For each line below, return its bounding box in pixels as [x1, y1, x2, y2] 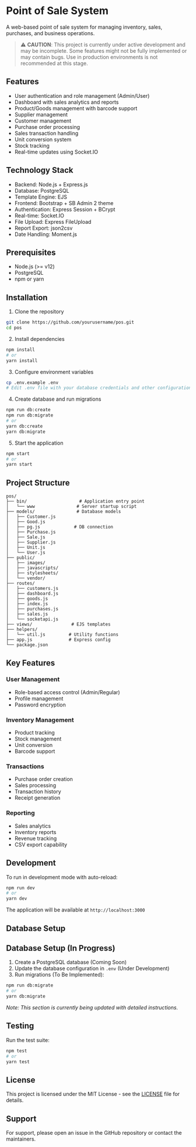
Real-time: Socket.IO [14, 212, 64, 219]
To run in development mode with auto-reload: [6, 873, 118, 880]
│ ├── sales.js [6, 611, 48, 617]
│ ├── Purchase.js [6, 529, 57, 535]
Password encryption [14, 701, 66, 708]
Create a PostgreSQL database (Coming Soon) [14, 959, 127, 966]
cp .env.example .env [6, 380, 59, 385]
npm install [6, 347, 35, 353]
